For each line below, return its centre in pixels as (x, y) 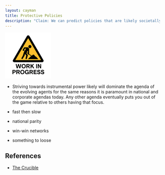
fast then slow (27, 112)
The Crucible (25, 168)
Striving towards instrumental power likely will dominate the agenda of (83, 87)
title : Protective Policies (34, 15)
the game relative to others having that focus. (58, 102)
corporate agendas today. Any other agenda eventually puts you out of (84, 97)
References (23, 156)
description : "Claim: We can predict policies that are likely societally (83, 21)
